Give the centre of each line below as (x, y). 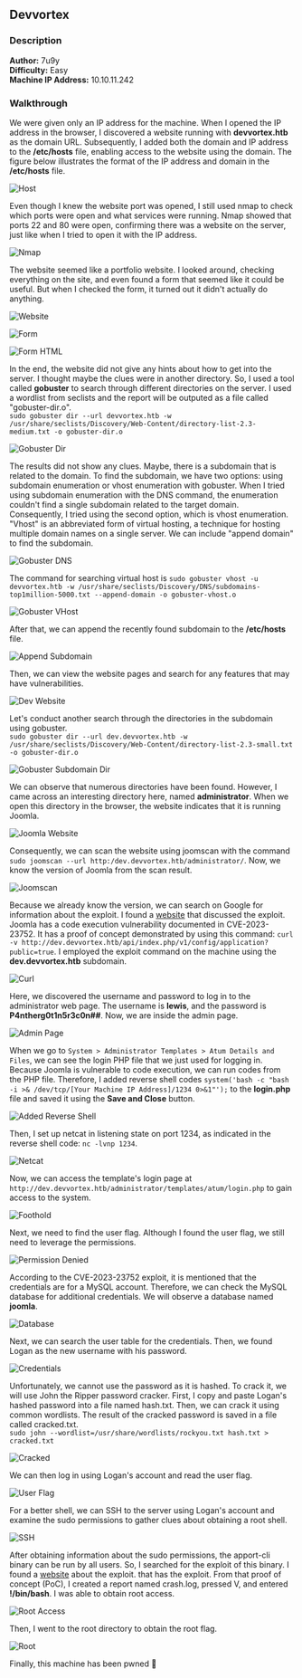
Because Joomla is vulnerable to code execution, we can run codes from (145, 1069)
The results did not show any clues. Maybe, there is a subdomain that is (143, 466)
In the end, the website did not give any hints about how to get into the (141, 368)
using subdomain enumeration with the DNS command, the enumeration (144, 495)
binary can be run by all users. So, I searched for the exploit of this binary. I (149, 1564)
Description (36, 41)
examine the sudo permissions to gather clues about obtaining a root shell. (148, 1520)
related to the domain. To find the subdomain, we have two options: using (146, 475)
